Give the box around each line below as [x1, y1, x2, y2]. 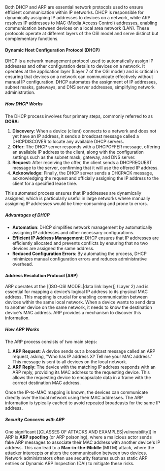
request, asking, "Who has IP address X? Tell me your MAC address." [12, 353, 153, 360]
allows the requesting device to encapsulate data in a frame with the [12, 375, 151, 381]
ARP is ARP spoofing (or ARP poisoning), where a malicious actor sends [5, 434, 152, 440]
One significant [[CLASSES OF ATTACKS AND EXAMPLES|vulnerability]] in [5, 429, 157, 435]
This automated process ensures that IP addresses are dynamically [5, 190, 142, 196]
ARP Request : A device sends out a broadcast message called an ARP [12, 348, 156, 354]
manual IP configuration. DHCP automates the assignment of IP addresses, [5, 79, 157, 85]
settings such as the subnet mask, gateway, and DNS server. [12, 154, 136, 160]
